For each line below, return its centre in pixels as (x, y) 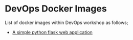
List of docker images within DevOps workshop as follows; (66, 22)
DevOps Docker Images (56, 9)
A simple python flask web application (52, 32)
